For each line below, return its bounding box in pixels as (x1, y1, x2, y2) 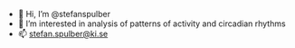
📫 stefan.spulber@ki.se (17, 28, 109, 39)
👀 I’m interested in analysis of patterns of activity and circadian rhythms (17, 18, 287, 29)
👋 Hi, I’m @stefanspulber (17, 9, 111, 19)
